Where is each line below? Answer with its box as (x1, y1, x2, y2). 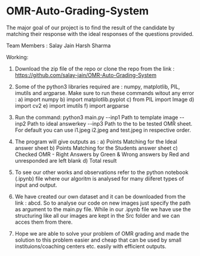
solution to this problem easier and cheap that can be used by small (14, 236, 182, 243)
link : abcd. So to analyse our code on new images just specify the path (14, 199, 191, 206)
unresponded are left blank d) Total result (14, 157, 117, 164)
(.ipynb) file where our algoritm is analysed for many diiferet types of (14, 175, 184, 182)
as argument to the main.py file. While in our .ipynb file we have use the (14, 205, 191, 213)
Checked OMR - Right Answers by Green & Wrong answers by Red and (14, 151, 190, 158)
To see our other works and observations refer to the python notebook (14, 169, 189, 176)
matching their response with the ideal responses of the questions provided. (6, 30, 194, 37)
